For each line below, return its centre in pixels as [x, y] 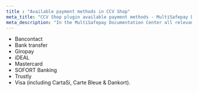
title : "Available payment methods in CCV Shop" [68, 11]
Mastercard [29, 64]
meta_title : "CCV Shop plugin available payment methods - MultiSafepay [97, 17]
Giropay [24, 52]
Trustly [23, 76]
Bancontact [29, 39]
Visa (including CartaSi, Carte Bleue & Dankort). [72, 83]
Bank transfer [31, 45]
